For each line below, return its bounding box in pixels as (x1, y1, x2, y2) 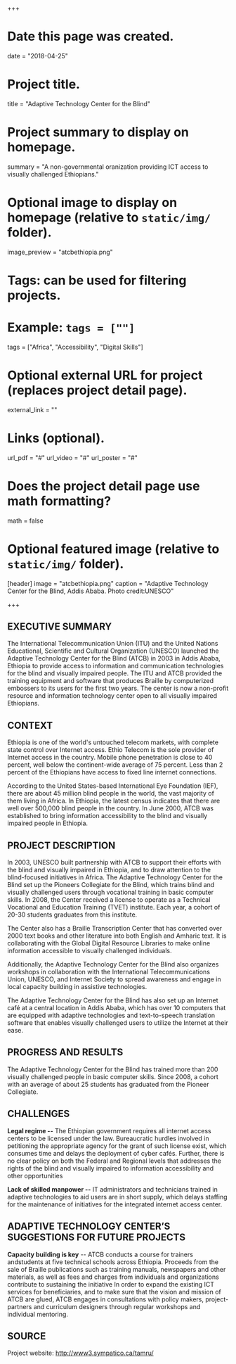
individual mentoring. (7, 1310, 69, 1318)
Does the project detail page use (7, 478, 200, 494)
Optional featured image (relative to (7, 541, 220, 556)
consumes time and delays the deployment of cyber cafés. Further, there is (7, 1149, 225, 1157)
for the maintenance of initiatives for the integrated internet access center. (7, 1200, 223, 1209)
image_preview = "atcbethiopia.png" (7, 248, 114, 256)
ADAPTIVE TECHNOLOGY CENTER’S (7, 1220, 171, 1232)
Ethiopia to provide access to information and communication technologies (7, 662, 224, 670)
